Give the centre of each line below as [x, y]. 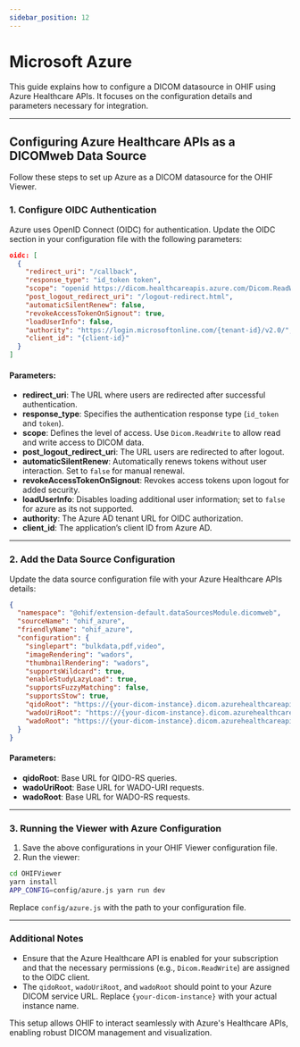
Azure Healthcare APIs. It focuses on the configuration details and [131, 96]
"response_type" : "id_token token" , [94, 281]
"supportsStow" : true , [67, 696]
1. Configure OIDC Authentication [83, 210]
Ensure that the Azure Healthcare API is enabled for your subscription [150, 958]
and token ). [43, 423]
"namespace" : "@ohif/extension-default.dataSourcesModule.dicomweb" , [149, 613]
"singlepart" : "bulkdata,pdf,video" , [96, 646]
